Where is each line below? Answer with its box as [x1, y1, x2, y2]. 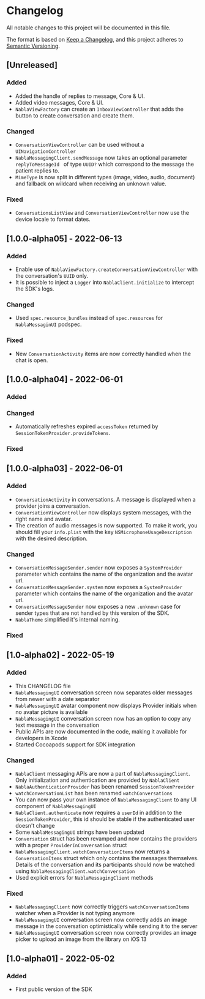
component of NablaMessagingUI [15, 802, 97, 809]
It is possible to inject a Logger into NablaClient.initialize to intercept [15, 278, 195, 286]
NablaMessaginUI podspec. [15, 321, 82, 328]
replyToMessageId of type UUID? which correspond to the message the [15, 160, 195, 168]
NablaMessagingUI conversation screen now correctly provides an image [15, 929, 197, 937]
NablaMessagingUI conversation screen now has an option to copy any [15, 715, 192, 722]
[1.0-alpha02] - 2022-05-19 [6, 650, 115, 661]
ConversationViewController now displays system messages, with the [15, 508, 192, 516]
